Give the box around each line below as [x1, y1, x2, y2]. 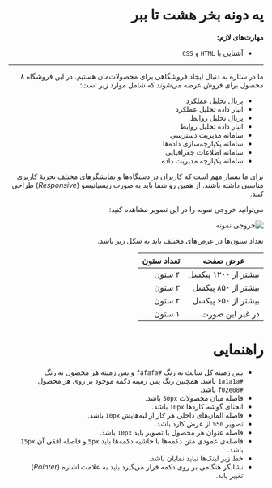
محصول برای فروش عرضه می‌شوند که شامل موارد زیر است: [79, 79, 264, 90]
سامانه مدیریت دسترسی [169, 129, 244, 139]
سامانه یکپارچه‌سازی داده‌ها [162, 138, 244, 148]
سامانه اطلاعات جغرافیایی [165, 147, 244, 157]
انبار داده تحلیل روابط [179, 121, 244, 131]
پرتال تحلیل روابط [189, 112, 244, 122]
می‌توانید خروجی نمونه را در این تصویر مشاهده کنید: [108, 204, 264, 214]
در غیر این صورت [201, 308, 260, 319]
